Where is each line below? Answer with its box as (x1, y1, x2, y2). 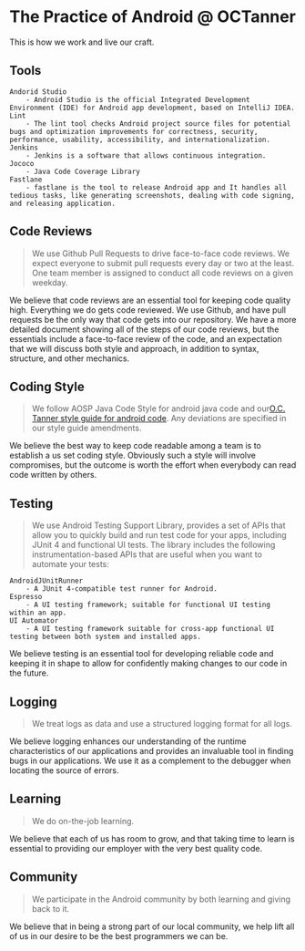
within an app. (9, 608, 67, 617)
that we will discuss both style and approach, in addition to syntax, (9, 343, 259, 354)
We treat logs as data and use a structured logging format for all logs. (31, 718, 293, 729)
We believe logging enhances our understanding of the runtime (9, 736, 247, 747)
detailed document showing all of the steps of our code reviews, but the (9, 324, 280, 335)
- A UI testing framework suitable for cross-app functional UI (25, 625, 275, 634)
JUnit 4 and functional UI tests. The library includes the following (31, 540, 276, 551)
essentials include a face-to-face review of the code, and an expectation (9, 333, 282, 344)
